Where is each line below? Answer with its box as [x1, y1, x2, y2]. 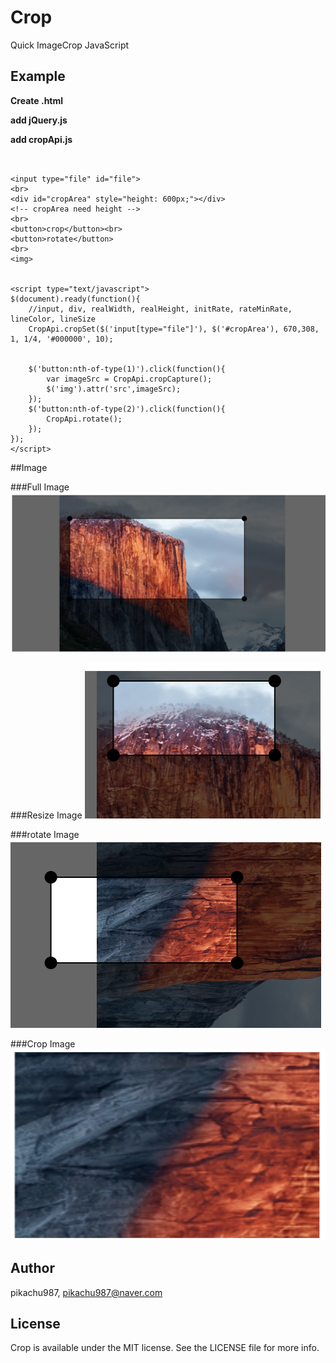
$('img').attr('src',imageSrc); [46, 384, 182, 394]
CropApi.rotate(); [46, 414, 123, 424]
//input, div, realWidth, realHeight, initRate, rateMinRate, [28, 304, 293, 314]
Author [10, 1260, 55, 1277]
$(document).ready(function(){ [10, 294, 141, 304]
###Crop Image [10, 1037, 76, 1050]
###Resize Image [10, 809, 83, 821]
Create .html [10, 94, 64, 106]
